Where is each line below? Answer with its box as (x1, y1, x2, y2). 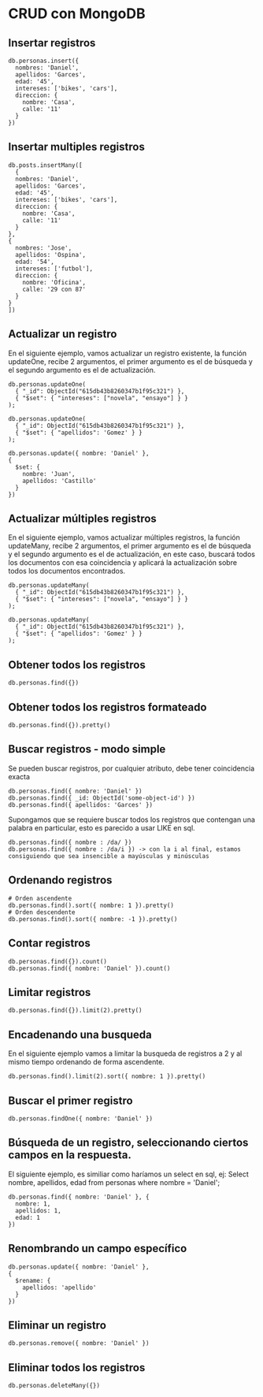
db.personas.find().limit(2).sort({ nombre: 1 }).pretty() (8, 1072, 206, 1080)
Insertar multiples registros (8, 140, 146, 154)
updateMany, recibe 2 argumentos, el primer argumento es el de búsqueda (8, 541, 252, 551)
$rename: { (15, 1276, 51, 1284)
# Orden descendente (8, 908, 76, 916)
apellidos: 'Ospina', (15, 251, 87, 258)
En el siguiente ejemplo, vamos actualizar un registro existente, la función (8, 348, 246, 358)
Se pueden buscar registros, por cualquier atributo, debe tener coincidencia (8, 764, 254, 773)
